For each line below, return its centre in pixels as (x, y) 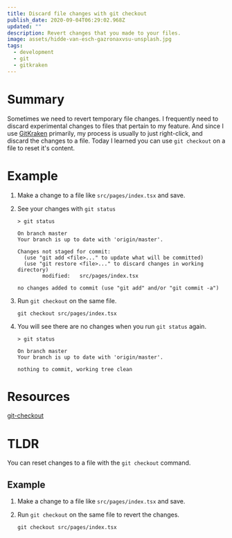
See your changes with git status (66, 208)
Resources (39, 396)
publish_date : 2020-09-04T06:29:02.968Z (66, 20)
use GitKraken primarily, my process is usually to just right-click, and (105, 133)
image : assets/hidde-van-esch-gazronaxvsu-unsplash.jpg (89, 39)
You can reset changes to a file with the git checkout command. (99, 463)
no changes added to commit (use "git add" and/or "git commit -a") (118, 288)
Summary (36, 99)
